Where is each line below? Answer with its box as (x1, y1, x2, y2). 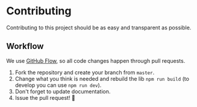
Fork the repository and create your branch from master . (14, 69, 155, 76)
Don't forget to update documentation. (14, 88, 111, 95)
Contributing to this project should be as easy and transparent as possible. (6, 24, 192, 31)
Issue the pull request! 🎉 (14, 94, 75, 101)
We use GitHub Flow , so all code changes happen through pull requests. (6, 57, 186, 64)
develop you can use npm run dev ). (14, 81, 102, 88)
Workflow (6, 41, 44, 51)
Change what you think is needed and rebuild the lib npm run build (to (14, 75, 190, 82)
